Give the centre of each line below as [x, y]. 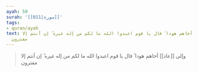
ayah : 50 [17, 12]
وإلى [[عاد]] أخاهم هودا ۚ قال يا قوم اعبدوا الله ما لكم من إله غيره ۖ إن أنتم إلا [103, 56]
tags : [13, 22]
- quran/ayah [22, 28]
